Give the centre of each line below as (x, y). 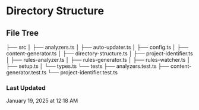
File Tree (23, 33)
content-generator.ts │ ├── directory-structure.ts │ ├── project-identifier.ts (99, 54)
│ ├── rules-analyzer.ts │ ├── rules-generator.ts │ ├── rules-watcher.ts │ (98, 60)
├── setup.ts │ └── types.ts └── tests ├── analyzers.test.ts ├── (88, 66)
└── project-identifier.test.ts (82, 72)
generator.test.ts (26, 72)
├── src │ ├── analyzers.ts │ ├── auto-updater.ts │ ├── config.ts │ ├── (97, 47)
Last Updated (26, 87)
